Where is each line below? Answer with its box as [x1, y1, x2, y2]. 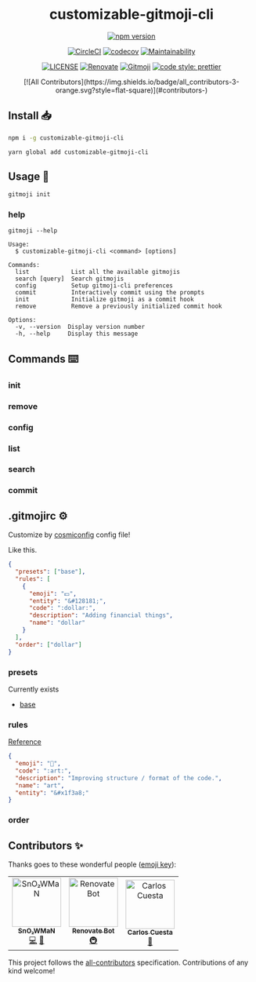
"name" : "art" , [15, 781, 65, 790]
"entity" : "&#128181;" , [28, 597, 107, 605]
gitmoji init [8, 191, 51, 199]
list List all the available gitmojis [15, 268, 180, 276]
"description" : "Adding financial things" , [28, 611, 174, 619]
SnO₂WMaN [18, 926, 56, 936]
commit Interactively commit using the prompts [15, 289, 205, 297]
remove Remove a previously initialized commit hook [15, 302, 222, 311]
